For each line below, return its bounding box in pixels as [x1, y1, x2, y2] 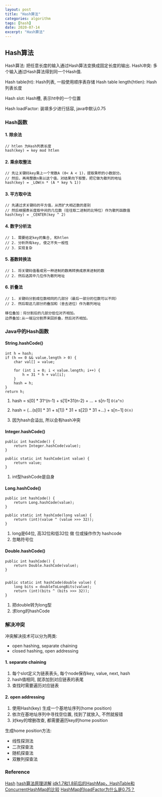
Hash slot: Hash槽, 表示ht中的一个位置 [5, 95, 81, 101]
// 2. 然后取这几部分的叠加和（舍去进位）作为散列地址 [5, 301, 101, 306]
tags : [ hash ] [5, 20, 31, 26]
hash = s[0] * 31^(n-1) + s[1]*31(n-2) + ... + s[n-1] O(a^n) [12, 398, 124, 404]
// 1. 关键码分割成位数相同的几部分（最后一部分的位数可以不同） [5, 296, 119, 301]
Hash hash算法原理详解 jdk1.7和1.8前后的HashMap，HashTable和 [5, 780, 135, 786]
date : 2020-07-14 [5, 25, 40, 30]
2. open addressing [5, 694, 45, 700]
